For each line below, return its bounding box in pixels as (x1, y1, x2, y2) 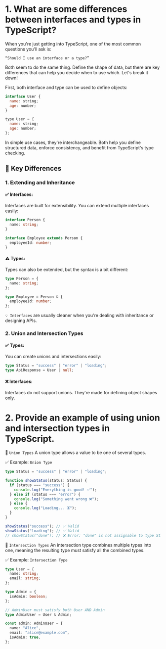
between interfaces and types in (5, 14, 141, 25)
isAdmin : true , (9, 635, 41, 640)
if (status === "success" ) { (9, 482, 70, 488)
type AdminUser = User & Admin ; (5, 612, 72, 617)
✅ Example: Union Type (5, 459, 52, 465)
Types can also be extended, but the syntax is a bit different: (5, 266, 128, 273)
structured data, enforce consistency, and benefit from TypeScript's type (5, 144, 154, 150)
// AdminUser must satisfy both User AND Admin (5, 607, 105, 612)
